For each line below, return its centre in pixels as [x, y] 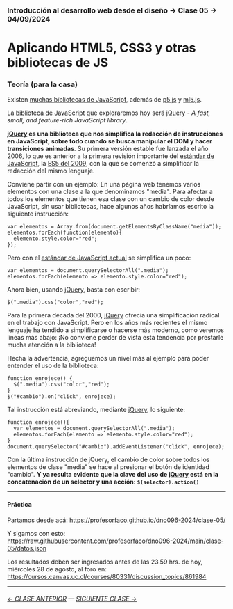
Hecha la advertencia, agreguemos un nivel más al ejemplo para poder [108, 358]
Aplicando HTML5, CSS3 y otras [102, 48]
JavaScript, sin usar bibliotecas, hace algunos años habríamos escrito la [110, 207]
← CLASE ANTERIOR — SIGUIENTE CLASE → [72, 599]
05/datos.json [27, 548]
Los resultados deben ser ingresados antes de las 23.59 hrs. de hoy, [105, 562]
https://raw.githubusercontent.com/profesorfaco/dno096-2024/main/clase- [115, 541]
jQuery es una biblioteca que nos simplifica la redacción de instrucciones [115, 134]
